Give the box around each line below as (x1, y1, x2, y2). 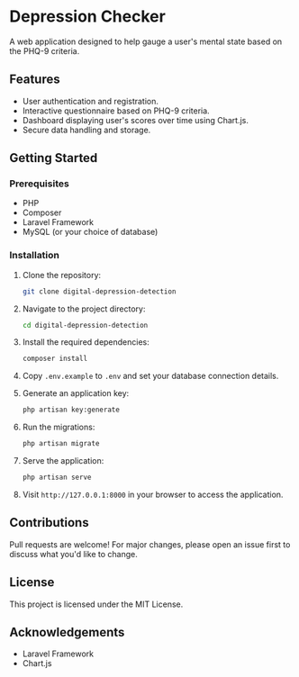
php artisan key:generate (22, 405, 120, 415)
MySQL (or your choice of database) (22, 227, 159, 238)
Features (9, 72, 60, 87)
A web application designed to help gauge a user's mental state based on (9, 36, 283, 47)
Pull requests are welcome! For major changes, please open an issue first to (9, 538, 291, 550)
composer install (22, 354, 88, 364)
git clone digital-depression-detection (22, 286, 177, 296)
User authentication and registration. (22, 95, 159, 106)
